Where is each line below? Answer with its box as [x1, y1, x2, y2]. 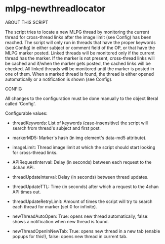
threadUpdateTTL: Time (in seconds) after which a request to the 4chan [12, 184, 159, 190]
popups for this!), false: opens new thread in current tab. [12, 233, 127, 239]
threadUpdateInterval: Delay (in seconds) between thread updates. [12, 174, 149, 180]
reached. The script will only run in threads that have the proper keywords [5, 39, 156, 45]
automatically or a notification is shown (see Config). [5, 76, 113, 82]
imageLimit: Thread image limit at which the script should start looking [12, 144, 156, 150]
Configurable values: [5, 110, 48, 116]
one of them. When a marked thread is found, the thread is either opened [5, 71, 154, 77]
